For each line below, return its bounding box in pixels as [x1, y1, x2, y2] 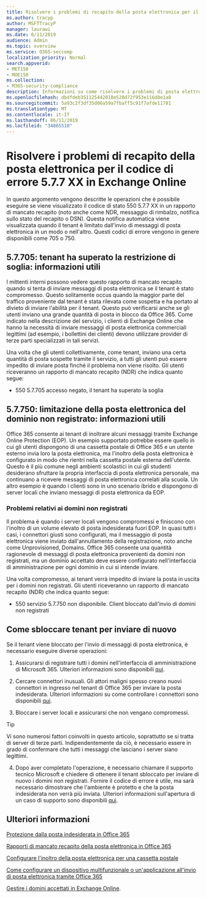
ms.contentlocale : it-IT [6, 111, 70, 118]
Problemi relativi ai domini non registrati [6, 504, 128, 512]
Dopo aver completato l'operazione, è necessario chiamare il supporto [15, 764, 193, 771]
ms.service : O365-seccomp [6, 49, 72, 55]
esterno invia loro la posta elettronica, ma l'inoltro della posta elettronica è [6, 450, 194, 457]
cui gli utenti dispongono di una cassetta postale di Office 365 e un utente [6, 443, 193, 450]
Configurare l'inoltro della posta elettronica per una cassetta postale [6, 854, 179, 861]
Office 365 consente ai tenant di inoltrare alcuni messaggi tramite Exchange [6, 430, 198, 437]
